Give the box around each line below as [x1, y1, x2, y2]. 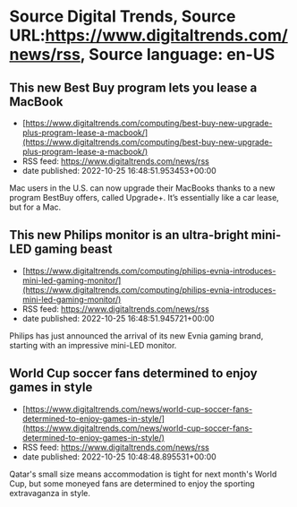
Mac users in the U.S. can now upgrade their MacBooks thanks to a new [9, 183, 276, 193]
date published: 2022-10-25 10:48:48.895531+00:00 [21, 451, 216, 462]
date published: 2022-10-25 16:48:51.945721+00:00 [21, 313, 215, 323]
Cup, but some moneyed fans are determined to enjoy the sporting [9, 477, 255, 489]
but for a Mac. [9, 202, 62, 212]
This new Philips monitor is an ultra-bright [9, 228, 249, 243]
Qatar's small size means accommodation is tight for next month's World [9, 468, 277, 479]
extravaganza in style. [9, 487, 91, 498]
